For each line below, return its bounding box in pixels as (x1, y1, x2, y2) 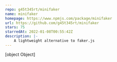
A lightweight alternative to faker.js (14, 38, 95, 43)
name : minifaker (5, 12, 38, 16)
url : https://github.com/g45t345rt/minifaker (5, 20, 99, 25)
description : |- (5, 34, 38, 39)
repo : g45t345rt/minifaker (5, 7, 60, 12)
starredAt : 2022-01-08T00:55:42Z (5, 29, 73, 34)
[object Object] (5, 51, 36, 57)
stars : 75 (5, 25, 25, 30)
